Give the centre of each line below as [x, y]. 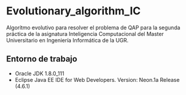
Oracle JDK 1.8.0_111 [40, 73]
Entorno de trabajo [42, 59]
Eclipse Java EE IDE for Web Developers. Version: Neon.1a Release [97, 79]
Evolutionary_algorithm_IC [73, 11]
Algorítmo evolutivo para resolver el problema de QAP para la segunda [93, 27]
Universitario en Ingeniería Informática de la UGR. [67, 40]
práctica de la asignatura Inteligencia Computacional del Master [85, 33]
